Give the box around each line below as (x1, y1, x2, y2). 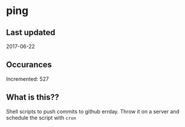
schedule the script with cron (6, 114, 76, 121)
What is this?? (6, 92, 59, 102)
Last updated (6, 28, 56, 37)
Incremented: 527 (6, 75, 49, 83)
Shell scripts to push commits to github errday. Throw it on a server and (6, 108, 180, 115)
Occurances (6, 60, 52, 70)
